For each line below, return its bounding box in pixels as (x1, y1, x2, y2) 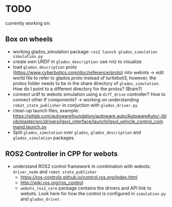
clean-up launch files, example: (12, 107, 79, 113)
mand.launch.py (12, 123, 47, 130)
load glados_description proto (12, 64, 77, 70)
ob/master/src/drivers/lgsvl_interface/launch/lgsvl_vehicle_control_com (12, 118, 163, 125)
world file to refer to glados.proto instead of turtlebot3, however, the (12, 75, 157, 81)
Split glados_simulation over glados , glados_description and (12, 129, 141, 135)
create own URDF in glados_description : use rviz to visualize (12, 58, 142, 65)
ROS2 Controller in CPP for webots (5, 150, 118, 158)
